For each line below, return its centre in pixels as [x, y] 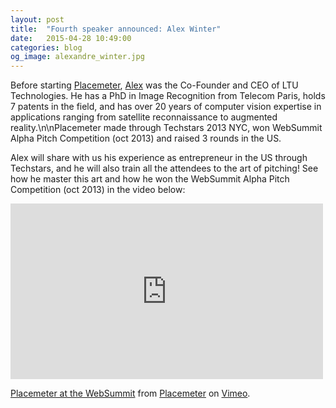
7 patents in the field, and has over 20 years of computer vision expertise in [166, 107]
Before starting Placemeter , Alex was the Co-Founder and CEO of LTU [154, 85]
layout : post [37, 19]
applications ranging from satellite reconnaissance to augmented [144, 117]
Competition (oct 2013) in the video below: [98, 190]
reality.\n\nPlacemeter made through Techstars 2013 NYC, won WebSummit [166, 128]
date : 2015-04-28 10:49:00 [71, 38]
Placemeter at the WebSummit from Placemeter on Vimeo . [130, 393]
